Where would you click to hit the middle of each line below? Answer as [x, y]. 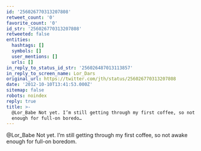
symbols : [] [27, 51]
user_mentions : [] [35, 57]
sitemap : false [25, 90]
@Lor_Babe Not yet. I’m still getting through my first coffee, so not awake [97, 135]
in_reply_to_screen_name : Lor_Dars [51, 73]
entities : [19, 40]
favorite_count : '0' [32, 23]
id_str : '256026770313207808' [44, 29]
